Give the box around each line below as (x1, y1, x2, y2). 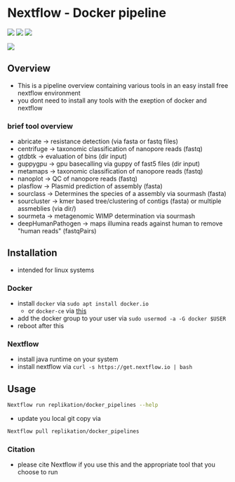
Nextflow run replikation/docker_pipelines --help (7, 402, 159, 409)
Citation (7, 444, 35, 454)
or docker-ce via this (27, 307, 87, 315)
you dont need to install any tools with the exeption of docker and (17, 96, 207, 105)
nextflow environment (17, 89, 81, 97)
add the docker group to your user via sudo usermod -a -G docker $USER (17, 314, 227, 323)
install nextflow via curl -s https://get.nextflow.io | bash (17, 363, 193, 371)
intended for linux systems (17, 266, 95, 274)
